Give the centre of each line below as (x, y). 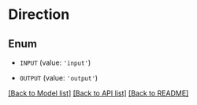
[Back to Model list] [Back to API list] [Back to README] (98, 93)
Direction (39, 15)
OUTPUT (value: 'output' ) (59, 78)
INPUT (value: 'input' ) (55, 62)
